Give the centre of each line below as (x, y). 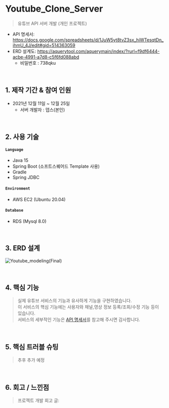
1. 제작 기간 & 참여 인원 (38, 90)
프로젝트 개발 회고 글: (38, 400)
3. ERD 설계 (23, 248)
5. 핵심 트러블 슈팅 (32, 347)
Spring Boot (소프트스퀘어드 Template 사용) (56, 166)
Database (14, 210)
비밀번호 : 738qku (38, 63)
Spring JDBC (26, 177)
